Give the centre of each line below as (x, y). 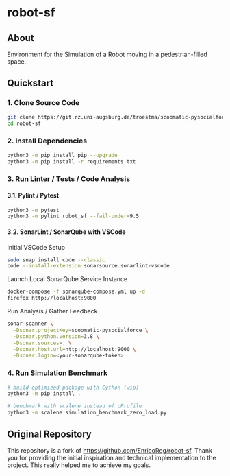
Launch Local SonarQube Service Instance (67, 279)
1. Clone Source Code (43, 103)
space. (17, 62)
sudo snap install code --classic (56, 260)
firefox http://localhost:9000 (52, 298)
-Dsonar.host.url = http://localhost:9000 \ (75, 349)
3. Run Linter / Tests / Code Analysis (69, 179)
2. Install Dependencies (47, 141)
